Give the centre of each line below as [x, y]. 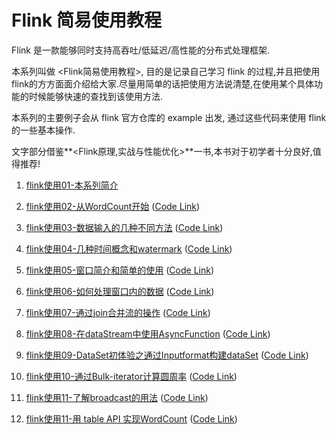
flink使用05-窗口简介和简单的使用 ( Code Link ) [120, 270]
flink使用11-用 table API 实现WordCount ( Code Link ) [131, 418]
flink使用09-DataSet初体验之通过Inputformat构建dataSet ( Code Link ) [167, 355]
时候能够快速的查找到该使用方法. [96, 96]
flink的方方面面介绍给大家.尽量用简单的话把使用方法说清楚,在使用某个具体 [162, 83]
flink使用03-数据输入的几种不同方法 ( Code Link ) [124, 227]
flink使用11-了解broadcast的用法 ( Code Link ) [117, 397]
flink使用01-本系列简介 [72, 185]
